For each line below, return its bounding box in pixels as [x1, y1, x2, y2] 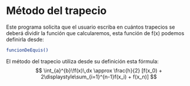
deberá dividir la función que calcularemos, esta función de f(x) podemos [6, 29, 185, 36]
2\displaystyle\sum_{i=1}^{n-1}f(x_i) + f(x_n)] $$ [41, 73, 157, 80]
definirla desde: [6, 36, 44, 43]
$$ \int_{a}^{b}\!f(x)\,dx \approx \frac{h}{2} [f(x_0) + [35, 67, 163, 74]
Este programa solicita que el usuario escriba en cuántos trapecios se [6, 23, 175, 30]
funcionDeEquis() [6, 47, 49, 53]
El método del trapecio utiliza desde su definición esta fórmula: [6, 57, 159, 65]
